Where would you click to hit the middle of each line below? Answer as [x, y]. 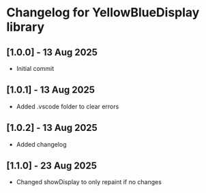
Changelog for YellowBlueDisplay [103, 13]
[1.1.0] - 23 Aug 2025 [51, 166]
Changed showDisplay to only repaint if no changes [89, 182]
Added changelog [41, 144]
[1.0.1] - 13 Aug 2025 [51, 90]
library [26, 27]
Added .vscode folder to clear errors [68, 106]
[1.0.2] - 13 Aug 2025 [52, 128]
